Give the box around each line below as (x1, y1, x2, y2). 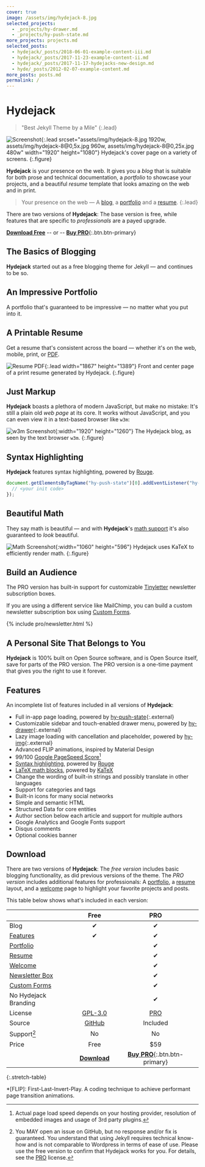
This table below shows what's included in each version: (6, 897, 148, 904)
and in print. (6, 187, 37, 194)
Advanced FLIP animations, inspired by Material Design (15, 746, 154, 753)
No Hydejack (9, 991, 47, 1000)
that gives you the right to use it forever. (6, 667, 107, 674)
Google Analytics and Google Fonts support (15, 818, 126, 826)
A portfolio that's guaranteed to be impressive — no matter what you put (6, 303, 189, 311)
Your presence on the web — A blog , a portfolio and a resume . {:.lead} (21, 198, 198, 206)
